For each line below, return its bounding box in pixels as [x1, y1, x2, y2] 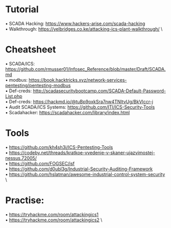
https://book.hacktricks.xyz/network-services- [29, 77, 127, 83]
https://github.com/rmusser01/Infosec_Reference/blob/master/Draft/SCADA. [5, 66, 166, 72]
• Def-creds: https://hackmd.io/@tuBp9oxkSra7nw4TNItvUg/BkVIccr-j [5, 98, 153, 105]
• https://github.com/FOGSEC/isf [5, 160, 75, 166]
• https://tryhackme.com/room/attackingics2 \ [5, 217, 103, 223]
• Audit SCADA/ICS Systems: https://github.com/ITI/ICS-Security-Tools [5, 104, 155, 110]
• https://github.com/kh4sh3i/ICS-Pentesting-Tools [5, 144, 113, 150]
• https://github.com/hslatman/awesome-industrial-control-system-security [5, 171, 165, 177]
